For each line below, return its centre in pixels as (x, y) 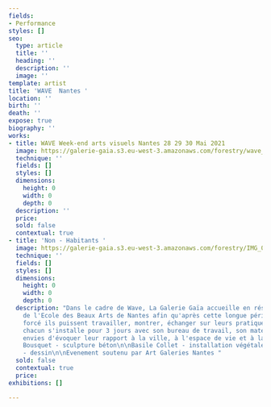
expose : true (30, 121)
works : (19, 135)
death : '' (25, 114)
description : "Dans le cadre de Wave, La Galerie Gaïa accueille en (133, 308)
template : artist (38, 83)
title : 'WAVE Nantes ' (48, 91)
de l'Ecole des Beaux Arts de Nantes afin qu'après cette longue (135, 315)
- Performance (32, 23)
